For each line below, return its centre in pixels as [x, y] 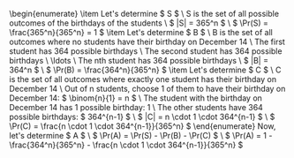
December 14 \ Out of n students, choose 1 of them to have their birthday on [147, 89]
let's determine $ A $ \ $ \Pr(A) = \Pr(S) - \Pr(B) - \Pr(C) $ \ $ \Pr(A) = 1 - [141, 135]
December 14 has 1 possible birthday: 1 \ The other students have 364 [136, 107]
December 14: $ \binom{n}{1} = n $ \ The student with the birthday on [136, 98]
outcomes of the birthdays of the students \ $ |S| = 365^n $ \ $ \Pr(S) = [139, 23]
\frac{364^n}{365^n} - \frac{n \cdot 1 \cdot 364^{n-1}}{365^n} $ [126, 145]
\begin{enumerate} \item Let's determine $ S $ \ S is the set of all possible [144, 14]
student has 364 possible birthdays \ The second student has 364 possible [146, 51]
